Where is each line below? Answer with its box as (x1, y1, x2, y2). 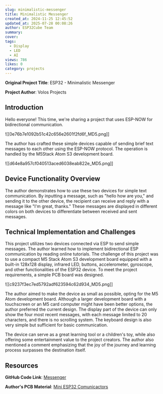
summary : (5, 30, 23, 35)
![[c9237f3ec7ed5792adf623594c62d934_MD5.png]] (5, 281, 113, 287)
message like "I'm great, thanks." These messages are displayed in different (5, 203, 157, 209)
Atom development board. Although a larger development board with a (5, 296, 147, 302)
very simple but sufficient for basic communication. (5, 322, 108, 328)
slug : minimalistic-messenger (5, 7, 67, 12)
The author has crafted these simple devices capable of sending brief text (5, 140, 154, 146)
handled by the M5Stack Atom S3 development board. (5, 151, 114, 157)
